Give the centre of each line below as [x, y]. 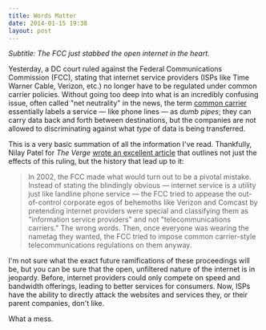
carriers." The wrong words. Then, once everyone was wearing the [139, 228]
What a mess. [31, 319]
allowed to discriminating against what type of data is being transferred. [127, 128]
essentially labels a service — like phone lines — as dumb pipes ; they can [130, 112]
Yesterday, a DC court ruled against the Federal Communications [115, 69]
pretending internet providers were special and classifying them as [138, 211]
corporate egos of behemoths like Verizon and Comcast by [160, 202]
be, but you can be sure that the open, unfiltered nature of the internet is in [132, 269]
